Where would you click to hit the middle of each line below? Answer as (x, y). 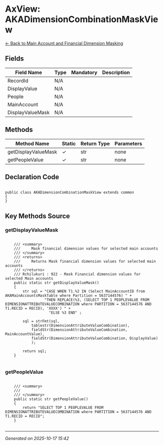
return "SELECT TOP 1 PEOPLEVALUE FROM (63, 408)
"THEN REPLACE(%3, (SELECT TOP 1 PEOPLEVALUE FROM (97, 300)
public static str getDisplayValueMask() (56, 283)
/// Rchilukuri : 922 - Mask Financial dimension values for (77, 275)
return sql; (35, 351)
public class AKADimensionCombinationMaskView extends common (70, 192)
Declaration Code (32, 177)
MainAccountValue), (25, 334)
